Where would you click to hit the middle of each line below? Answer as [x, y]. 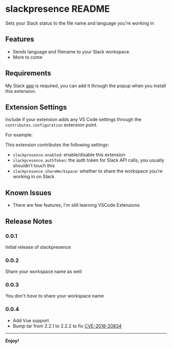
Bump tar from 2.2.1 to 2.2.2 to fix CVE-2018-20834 [67, 326]
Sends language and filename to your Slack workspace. [71, 51]
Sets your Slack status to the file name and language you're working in [80, 23]
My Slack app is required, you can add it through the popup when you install [86, 86]
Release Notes [29, 221]
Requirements [28, 73]
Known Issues [28, 193]
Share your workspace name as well [44, 272]
